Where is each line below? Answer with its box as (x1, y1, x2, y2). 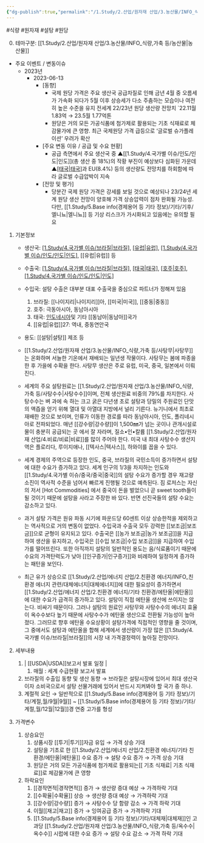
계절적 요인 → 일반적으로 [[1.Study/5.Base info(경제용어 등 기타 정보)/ (24, 690, 191, 697)
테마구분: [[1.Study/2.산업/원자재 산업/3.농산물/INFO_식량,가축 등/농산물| (15, 39, 188, 46)
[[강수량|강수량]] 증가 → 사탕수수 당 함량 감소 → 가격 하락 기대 (33, 799, 181, 807)
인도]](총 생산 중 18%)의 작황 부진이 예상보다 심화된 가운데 (58, 157, 196, 165)
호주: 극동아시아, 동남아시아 (33, 305, 98, 313)
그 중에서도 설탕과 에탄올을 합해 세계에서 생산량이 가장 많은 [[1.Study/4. (24, 626, 194, 633)
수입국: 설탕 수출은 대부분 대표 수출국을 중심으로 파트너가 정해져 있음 (24, 285, 186, 292)
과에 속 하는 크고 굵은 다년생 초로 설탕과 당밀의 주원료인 (51, 397, 183, 405)
